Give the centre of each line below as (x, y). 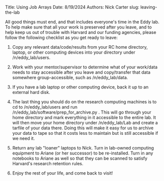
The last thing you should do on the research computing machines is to (84, 102)
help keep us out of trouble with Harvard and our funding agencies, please (81, 32)
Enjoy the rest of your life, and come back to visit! (63, 173)
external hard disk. (31, 92)
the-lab (13, 12)
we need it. (24, 138)
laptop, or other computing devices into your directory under (74, 52)
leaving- (149, 7)
